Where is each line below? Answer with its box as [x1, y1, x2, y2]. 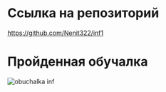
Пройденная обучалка [7, 53, 148, 70]
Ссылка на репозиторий [7, 5, 160, 21]
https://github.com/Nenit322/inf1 [7, 29, 104, 37]
